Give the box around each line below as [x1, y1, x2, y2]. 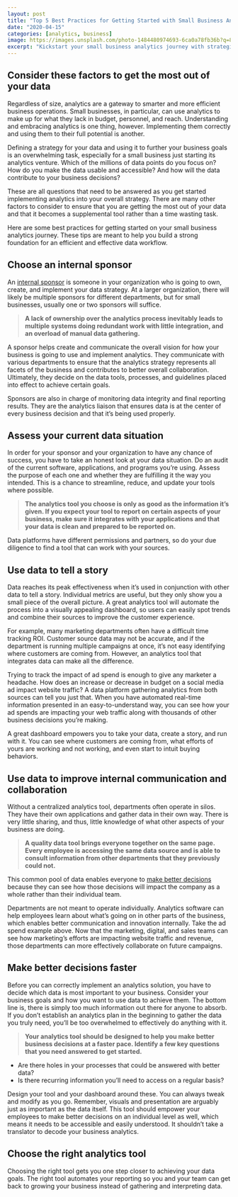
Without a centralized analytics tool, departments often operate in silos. [7, 802, 216, 811]
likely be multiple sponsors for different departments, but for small [7, 293, 200, 301]
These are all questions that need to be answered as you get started [7, 187, 207, 195]
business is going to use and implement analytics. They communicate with [7, 350, 225, 358]
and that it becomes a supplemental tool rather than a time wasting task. [7, 210, 218, 218]
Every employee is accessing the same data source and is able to [24, 846, 221, 855]
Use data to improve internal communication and [7, 773, 227, 785]
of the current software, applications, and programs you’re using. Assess [7, 463, 220, 472]
